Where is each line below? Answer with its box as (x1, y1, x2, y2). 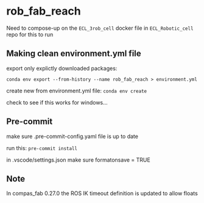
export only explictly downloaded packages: (6, 64, 118, 72)
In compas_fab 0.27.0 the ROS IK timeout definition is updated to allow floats (6, 190, 198, 197)
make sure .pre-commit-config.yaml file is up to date (6, 132, 139, 140)
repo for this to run (6, 30, 54, 38)
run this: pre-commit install (6, 144, 78, 151)
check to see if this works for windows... (6, 98, 108, 106)
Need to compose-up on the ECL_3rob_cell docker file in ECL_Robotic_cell (6, 24, 194, 32)
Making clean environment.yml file (6, 49, 141, 59)
